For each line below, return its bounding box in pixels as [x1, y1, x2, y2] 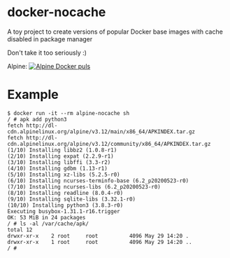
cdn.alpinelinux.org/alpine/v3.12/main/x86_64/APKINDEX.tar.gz [7, 128, 196, 135]
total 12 [7, 226, 33, 233]
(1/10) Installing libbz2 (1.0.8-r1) [7, 147, 117, 154]
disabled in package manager [7, 34, 93, 43]
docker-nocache [7, 4, 106, 20]
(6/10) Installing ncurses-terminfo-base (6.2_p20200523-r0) [7, 177, 189, 184]
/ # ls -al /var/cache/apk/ [7, 220, 89, 227]
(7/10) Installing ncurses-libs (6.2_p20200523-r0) [7, 183, 161, 190]
